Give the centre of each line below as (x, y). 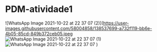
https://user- (116, 23)
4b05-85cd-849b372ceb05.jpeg (39, 33)
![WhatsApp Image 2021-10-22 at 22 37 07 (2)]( (54, 23)
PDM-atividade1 (39, 9)
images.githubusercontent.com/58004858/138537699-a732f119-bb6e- (79, 28)
